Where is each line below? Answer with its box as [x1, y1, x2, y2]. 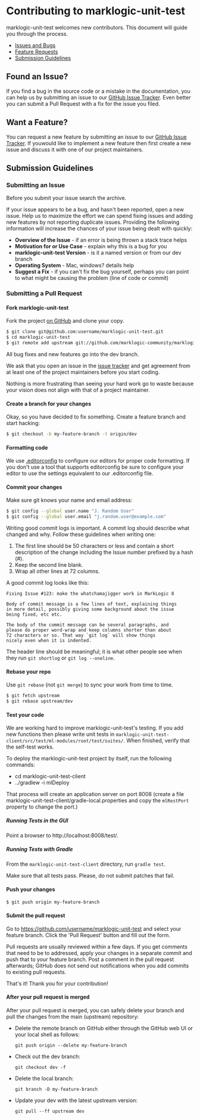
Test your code [6, 711, 45, 718]
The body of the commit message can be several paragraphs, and [6, 622, 169, 628]
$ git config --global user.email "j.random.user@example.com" [6, 514, 167, 520]
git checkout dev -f [14, 1064, 66, 1070]
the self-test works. [6, 743, 54, 751]
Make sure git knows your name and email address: [6, 497, 133, 504]
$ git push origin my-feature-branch [6, 899, 100, 905]
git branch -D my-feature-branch [14, 1086, 98, 1092]
